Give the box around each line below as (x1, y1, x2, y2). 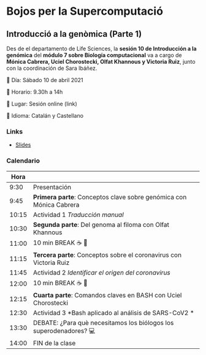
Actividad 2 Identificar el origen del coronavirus (32, 268, 170, 277)
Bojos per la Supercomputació (6, 4, 164, 18)
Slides (15, 141, 31, 148)
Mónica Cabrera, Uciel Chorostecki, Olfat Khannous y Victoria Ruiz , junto (6, 58, 196, 65)
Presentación (32, 183, 72, 191)
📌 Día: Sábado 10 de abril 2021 (6, 77, 84, 83)
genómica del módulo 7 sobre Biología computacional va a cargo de (6, 52, 182, 59)
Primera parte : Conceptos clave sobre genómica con (32, 193, 187, 201)
